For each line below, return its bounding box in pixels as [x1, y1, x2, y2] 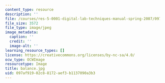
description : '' [5, 12, 38, 17]
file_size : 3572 [5, 21, 38, 26]
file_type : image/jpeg [5, 25, 52, 30]
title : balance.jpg [5, 66, 45, 71]
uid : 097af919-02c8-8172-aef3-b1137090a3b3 [5, 71, 96, 76]
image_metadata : [5, 30, 38, 35]
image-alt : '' [9, 43, 38, 48]
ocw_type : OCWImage [5, 57, 45, 62]
